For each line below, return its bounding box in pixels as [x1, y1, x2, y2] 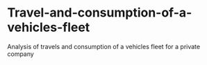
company [7, 50, 35, 58]
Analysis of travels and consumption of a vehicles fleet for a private [7, 42, 200, 50]
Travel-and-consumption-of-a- [7, 5, 192, 21]
